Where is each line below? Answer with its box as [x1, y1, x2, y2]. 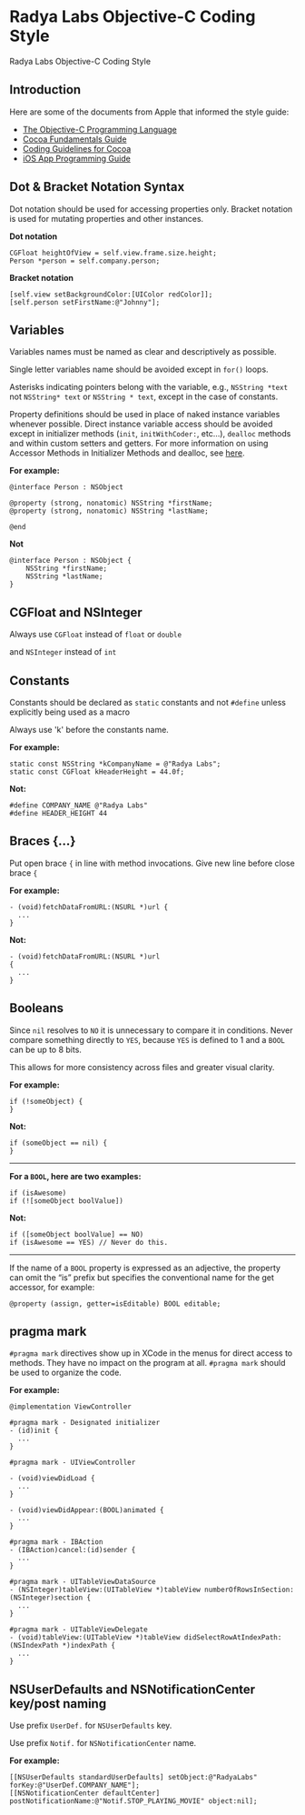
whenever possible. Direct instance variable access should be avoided [9, 418, 273, 429]
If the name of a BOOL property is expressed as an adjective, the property [9, 1262, 281, 1273]
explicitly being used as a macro [9, 707, 130, 717]
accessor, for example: [9, 1281, 95, 1292]
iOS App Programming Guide [22, 153, 132, 164]
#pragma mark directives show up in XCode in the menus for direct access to [9, 1348, 293, 1359]
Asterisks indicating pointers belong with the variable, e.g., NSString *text [9, 382, 289, 393]
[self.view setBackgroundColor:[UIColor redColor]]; [9, 289, 213, 299]
